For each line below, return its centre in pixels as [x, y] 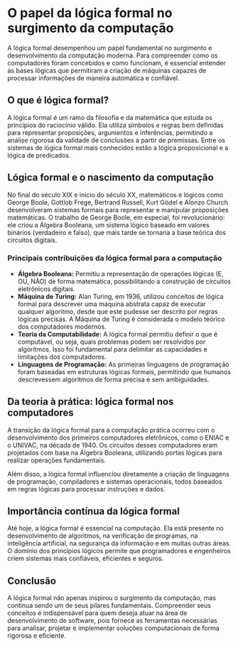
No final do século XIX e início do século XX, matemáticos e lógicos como [115, 195]
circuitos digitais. [32, 240]
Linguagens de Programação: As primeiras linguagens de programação [123, 364]
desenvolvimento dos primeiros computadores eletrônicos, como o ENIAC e [118, 437]
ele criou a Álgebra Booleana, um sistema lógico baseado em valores [108, 224]
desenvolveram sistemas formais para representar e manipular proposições [118, 210]
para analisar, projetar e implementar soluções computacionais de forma [114, 628]
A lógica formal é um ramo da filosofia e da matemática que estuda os [110, 117]
